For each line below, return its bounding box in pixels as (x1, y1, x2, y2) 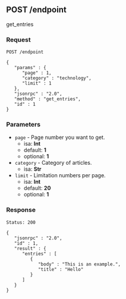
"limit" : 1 (21, 81, 52, 87)
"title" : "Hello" (37, 266, 84, 272)
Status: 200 (6, 219, 36, 226)
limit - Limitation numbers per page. (14, 172, 106, 179)
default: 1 (23, 146, 46, 154)
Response (6, 206, 36, 214)
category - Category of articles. (14, 159, 92, 167)
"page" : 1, (21, 70, 52, 76)
